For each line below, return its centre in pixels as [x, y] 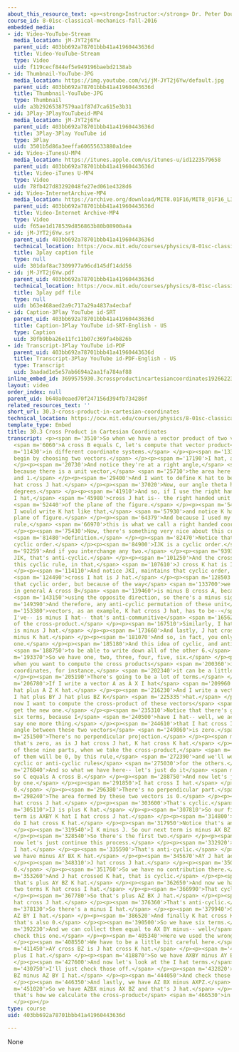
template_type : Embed [39, 425]
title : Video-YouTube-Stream [57, 54]
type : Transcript [39, 366]
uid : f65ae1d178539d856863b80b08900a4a [73, 226]
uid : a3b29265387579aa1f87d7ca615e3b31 [73, 107]
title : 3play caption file [54, 253]
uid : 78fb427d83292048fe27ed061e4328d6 [73, 186]
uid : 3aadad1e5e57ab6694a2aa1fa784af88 [73, 372]
